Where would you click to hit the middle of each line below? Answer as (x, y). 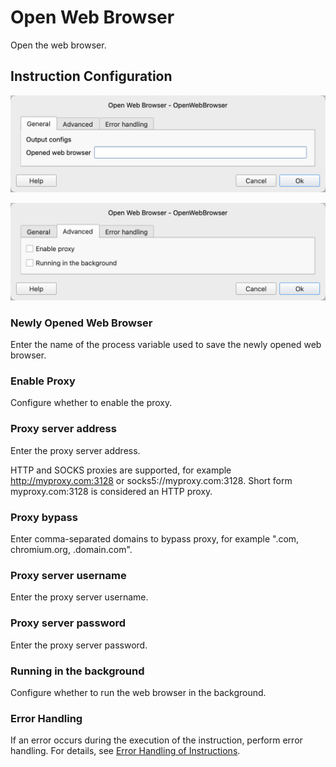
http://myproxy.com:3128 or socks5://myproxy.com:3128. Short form (151, 480)
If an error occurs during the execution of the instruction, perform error (156, 740)
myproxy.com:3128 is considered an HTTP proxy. (111, 491)
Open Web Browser (92, 17)
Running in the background (77, 671)
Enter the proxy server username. (79, 597)
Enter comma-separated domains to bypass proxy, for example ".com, (155, 539)
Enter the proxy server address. (75, 450)
